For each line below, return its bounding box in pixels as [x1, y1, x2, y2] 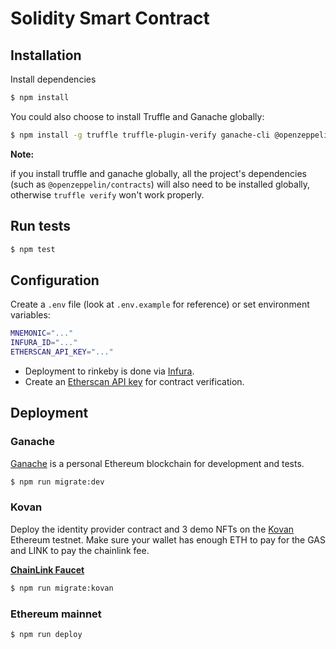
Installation [10, 47, 82, 64]
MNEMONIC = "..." [10, 328, 74, 339]
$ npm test [10, 244, 56, 254]
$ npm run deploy [10, 629, 83, 639]
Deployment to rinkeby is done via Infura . [24, 365, 195, 377]
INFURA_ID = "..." [10, 338, 78, 348]
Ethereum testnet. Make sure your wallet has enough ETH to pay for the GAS [10, 533, 326, 546]
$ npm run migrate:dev [10, 477, 105, 487]
